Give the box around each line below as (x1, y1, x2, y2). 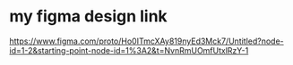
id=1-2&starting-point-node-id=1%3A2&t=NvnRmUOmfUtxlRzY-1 (9, 45, 249, 55)
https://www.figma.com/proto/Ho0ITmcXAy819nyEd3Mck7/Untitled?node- (9, 36, 284, 46)
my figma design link (9, 6, 168, 27)
